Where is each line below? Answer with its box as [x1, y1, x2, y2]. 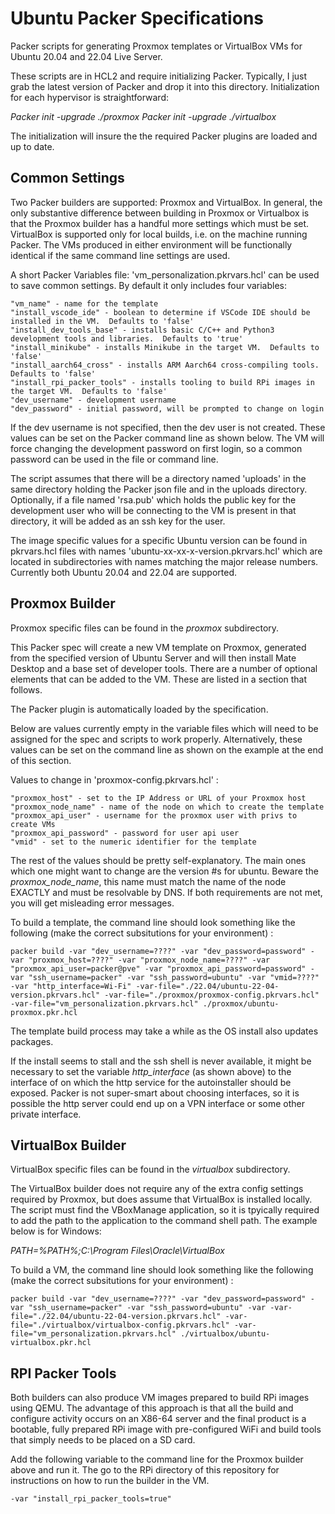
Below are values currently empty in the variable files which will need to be [10, 722, 319, 734]
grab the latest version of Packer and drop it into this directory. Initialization [10, 80, 320, 92]
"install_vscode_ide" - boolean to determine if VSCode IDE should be [10, 307, 311, 317]
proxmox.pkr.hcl [10, 1007, 78, 1017]
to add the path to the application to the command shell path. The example [10, 1215, 318, 1227]
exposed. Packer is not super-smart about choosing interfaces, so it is [10, 1087, 300, 1099]
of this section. [10, 754, 72, 766]
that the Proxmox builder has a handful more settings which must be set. [10, 217, 310, 229]
